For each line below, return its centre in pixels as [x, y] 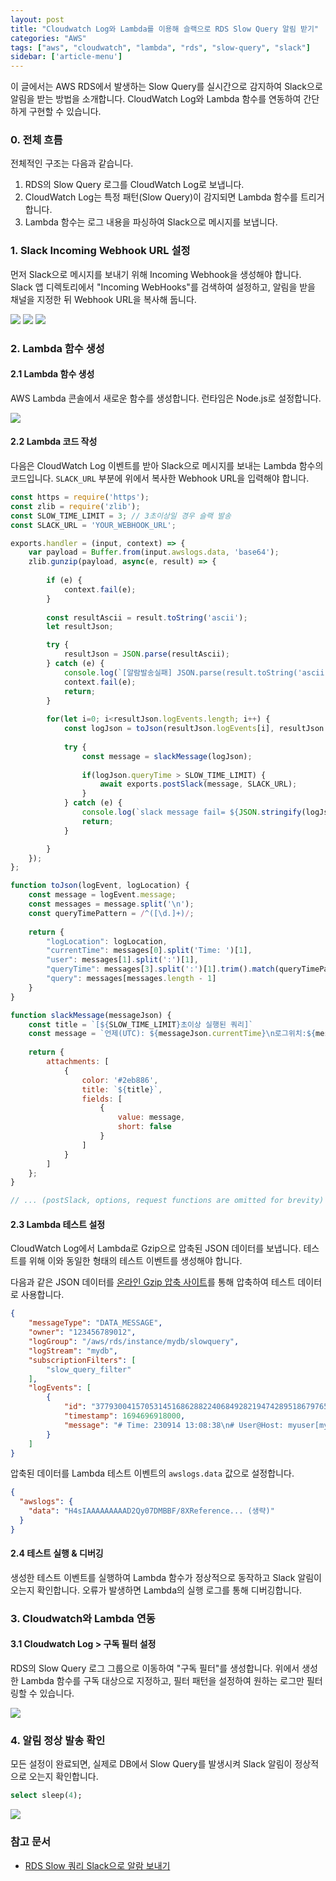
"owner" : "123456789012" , [82, 1332]
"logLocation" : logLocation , [107, 941]
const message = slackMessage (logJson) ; [167, 756]
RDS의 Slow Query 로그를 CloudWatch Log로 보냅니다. [134, 185]
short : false [144, 1127]
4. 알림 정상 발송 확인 [58, 1740]
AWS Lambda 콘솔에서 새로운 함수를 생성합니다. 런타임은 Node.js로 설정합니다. [166, 398]
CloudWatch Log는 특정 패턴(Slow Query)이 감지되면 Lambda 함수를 [161, 197]
